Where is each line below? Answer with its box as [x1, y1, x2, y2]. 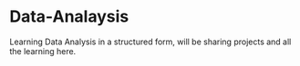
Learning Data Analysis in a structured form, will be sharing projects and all [9, 36, 292, 47]
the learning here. [9, 45, 77, 56]
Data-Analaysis [9, 6, 129, 27]
